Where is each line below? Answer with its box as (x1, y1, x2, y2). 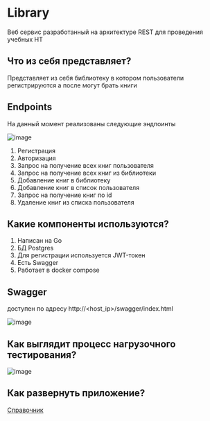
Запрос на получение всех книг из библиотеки (17, 169, 157, 177)
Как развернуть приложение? (7, 387, 146, 399)
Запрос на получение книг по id (17, 191, 112, 199)
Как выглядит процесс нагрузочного (7, 338, 176, 350)
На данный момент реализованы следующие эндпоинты (7, 119, 176, 128)
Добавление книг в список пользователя (17, 183, 140, 191)
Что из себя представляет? (7, 55, 132, 67)
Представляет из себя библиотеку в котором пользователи (7, 74, 184, 82)
